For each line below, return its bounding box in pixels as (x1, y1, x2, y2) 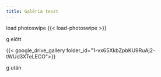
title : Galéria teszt (6, 8, 59, 14)
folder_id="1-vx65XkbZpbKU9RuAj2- (66, 47, 156, 54)
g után (6, 64, 22, 71)
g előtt (6, 35, 22, 42)
